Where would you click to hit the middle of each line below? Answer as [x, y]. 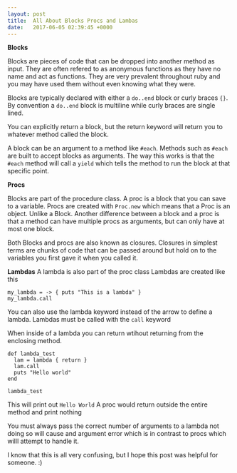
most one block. [31, 229]
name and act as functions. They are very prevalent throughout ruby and [114, 76]
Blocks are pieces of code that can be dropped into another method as [111, 61]
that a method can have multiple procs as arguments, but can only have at [116, 221]
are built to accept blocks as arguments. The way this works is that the [111, 156]
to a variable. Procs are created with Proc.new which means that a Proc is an [119, 206]
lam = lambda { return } [51, 360]
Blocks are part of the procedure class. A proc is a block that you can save [117, 199]
